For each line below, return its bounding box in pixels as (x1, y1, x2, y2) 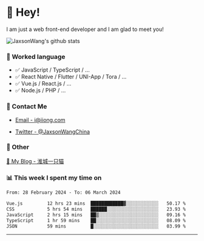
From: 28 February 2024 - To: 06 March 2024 (6, 189, 121, 196)
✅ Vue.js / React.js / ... (15, 80, 72, 87)
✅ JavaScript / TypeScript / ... (15, 66, 90, 73)
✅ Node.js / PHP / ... (15, 87, 66, 94)
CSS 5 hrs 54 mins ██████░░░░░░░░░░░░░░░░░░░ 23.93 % (6, 206, 186, 212)
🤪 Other (6, 143, 29, 151)
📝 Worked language (6, 52, 66, 61)
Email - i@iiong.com (15, 116, 66, 123)
